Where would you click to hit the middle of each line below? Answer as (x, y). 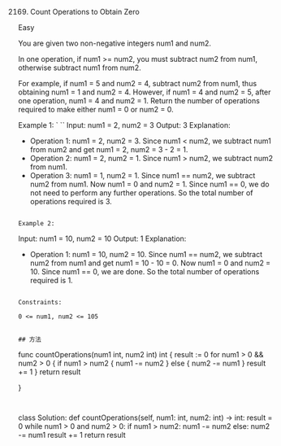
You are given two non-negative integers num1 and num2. (115, 43)
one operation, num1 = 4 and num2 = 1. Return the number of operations (139, 101)
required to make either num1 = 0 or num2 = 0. (96, 109)
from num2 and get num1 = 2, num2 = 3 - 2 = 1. (109, 149)
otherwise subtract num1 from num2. (80, 68)
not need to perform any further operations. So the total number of (141, 193)
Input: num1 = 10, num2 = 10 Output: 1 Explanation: (102, 238)
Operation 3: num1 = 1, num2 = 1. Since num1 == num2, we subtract (143, 175)
